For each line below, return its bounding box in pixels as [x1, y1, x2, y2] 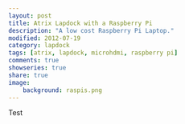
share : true [8, 71, 48, 79]
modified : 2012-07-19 [8, 34, 81, 42]
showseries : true [8, 64, 67, 72]
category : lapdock [8, 42, 70, 50]
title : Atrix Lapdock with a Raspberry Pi [8, 19, 153, 27]
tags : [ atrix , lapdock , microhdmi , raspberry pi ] [8, 49, 179, 57]
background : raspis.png [23, 86, 103, 94]
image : [8, 78, 31, 86]
